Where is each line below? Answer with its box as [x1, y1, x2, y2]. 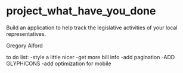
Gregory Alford [6, 42, 43, 49]
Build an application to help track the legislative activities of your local [6, 24, 178, 31]
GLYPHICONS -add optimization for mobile [6, 60, 111, 67]
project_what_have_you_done [6, 4, 156, 18]
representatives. [6, 30, 46, 37]
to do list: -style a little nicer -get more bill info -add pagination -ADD [6, 53, 175, 60]
